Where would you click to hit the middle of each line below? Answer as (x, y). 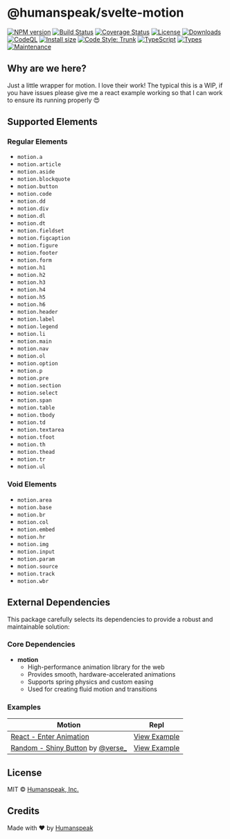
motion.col (33, 522)
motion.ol (32, 356)
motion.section (39, 386)
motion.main (34, 341)
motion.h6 (32, 305)
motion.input (36, 552)
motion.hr (32, 537)
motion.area (34, 500)
